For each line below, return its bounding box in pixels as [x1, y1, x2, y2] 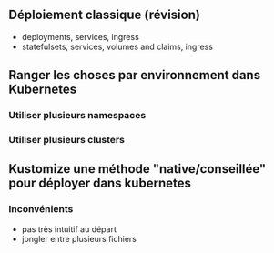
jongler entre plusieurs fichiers [21, 233, 137, 244]
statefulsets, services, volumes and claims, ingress [21, 41, 213, 52]
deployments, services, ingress [21, 31, 140, 42]
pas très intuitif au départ [21, 223, 117, 235]
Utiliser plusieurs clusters [8, 134, 125, 147]
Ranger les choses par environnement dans [8, 67, 261, 83]
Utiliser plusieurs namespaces [8, 109, 147, 122]
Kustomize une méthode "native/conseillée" [8, 161, 267, 177]
